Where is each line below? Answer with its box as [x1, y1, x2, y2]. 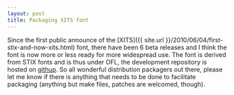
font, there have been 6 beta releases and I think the [76, 43, 227, 51]
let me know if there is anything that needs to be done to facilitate [7, 72, 196, 80]
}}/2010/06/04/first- [165, 35, 224, 44]
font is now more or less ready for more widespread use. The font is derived [7, 50, 226, 59]
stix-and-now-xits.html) [7, 43, 75, 51]
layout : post [7, 10, 45, 17]
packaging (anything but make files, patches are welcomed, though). [7, 80, 205, 88]
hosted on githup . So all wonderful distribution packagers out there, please [7, 65, 223, 74]
